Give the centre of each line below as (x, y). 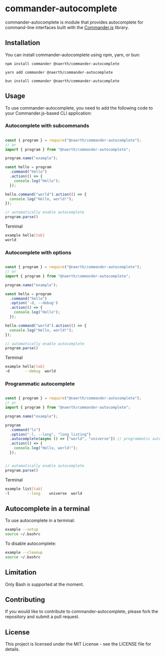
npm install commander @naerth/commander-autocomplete (62, 64)
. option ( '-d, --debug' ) (34, 303)
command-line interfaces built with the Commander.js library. (67, 27)
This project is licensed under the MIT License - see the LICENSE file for (78, 644)
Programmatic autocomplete (40, 384)
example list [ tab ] (24, 489)
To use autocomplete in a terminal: (40, 521)
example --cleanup (24, 553)
